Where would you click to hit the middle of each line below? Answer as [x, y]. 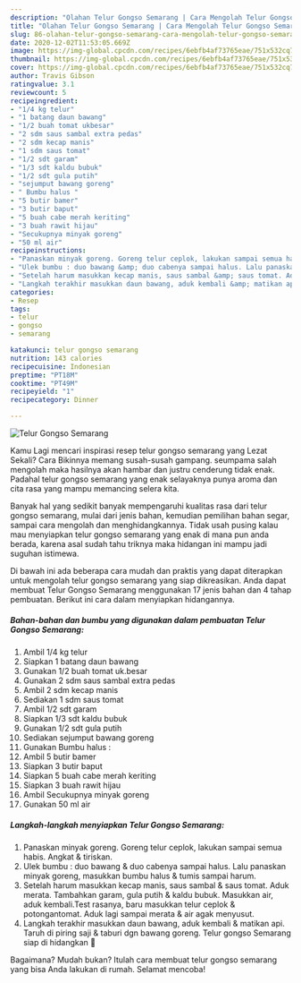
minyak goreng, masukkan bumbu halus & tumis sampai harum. [140, 876]
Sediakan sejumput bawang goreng [88, 737]
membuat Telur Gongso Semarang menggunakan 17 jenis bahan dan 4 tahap [151, 590]
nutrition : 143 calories [56, 358]
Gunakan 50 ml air [57, 804]
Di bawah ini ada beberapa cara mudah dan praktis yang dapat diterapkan [146, 571]
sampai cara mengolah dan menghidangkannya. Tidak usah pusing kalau [144, 525]
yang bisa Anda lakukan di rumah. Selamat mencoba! [108, 969]
